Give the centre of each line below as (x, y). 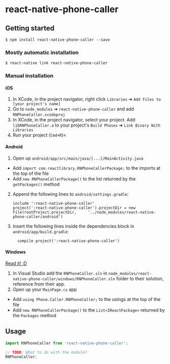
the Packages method (35, 315)
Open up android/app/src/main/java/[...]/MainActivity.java (78, 158)
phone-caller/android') (38, 217)
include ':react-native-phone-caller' (54, 203)
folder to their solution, (140, 279)
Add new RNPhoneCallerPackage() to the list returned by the (74, 178)
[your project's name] (37, 104)
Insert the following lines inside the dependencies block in (73, 226)
